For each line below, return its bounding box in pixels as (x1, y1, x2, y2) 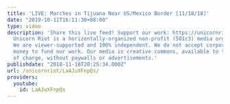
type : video (7, 23, 41, 29)
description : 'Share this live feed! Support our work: (7, 29, 170, 36)
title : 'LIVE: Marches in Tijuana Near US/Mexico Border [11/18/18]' (7, 10, 210, 17)
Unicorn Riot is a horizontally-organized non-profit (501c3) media (13, 36, 213, 42)
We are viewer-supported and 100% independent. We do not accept (13, 42, 204, 49)
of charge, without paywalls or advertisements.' (13, 55, 157, 62)
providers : (7, 73, 38, 81)
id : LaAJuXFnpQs (19, 86, 66, 93)
